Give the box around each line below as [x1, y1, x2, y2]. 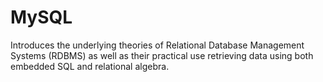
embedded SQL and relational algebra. [10, 60, 170, 72]
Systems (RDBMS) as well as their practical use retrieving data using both [10, 49, 314, 61]
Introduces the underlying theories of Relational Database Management [10, 39, 305, 51]
